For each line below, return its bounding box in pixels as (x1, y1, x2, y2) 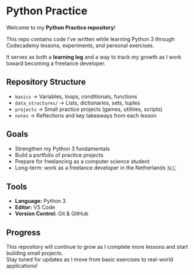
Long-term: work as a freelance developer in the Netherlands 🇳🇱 (14, 164, 177, 171)
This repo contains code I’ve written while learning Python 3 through (6, 35, 175, 42)
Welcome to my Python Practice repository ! (6, 24, 116, 31)
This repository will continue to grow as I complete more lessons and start (6, 243, 188, 251)
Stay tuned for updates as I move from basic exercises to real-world (6, 256, 174, 263)
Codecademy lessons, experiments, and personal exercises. (6, 42, 155, 49)
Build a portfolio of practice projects (14, 151, 103, 159)
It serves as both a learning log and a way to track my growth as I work (6, 53, 182, 60)
